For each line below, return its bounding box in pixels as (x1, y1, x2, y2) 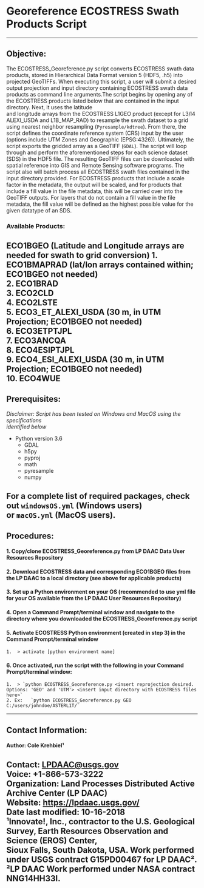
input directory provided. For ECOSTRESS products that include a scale (6, 174, 185, 181)
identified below (6, 423, 47, 430)
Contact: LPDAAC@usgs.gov (6, 759, 120, 770)
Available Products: (6, 222, 66, 230)
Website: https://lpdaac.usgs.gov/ (6, 797, 140, 808)
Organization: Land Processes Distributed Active (6, 778, 195, 788)
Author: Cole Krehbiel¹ (6, 742, 64, 749)
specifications (6, 416, 42, 424)
